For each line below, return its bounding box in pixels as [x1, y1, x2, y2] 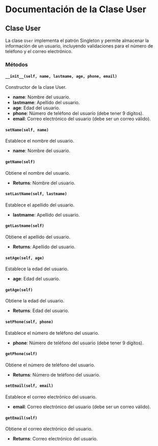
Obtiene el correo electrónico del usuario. [5, 426, 93, 432]
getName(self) [5, 159, 36, 165]
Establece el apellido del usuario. [5, 202, 75, 208]
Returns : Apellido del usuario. [12, 244, 75, 250]
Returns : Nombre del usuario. [12, 180, 75, 186]
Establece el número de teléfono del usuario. [5, 330, 99, 336]
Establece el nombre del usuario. [5, 138, 74, 144]
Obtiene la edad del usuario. [5, 298, 65, 304]
